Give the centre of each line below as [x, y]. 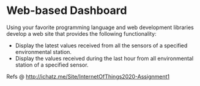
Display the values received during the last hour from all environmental [104, 58]
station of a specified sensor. [52, 65]
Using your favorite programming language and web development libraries [100, 27]
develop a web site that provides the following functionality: [82, 33]
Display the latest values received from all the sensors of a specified [101, 45]
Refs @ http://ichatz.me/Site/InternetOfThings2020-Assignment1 [88, 76]
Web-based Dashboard [67, 11]
